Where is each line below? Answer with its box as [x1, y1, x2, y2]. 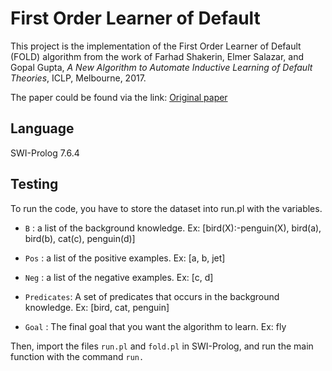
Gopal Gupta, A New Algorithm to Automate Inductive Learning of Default [10, 61, 313, 73]
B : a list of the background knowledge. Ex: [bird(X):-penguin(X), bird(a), [24, 222, 322, 234]
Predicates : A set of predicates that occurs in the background [24, 290, 280, 302]
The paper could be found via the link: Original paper [10, 91, 228, 103]
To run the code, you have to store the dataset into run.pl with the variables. [10, 202, 323, 214]
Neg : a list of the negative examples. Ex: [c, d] [24, 271, 214, 283]
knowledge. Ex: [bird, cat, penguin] [24, 301, 170, 313]
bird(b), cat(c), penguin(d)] [24, 232, 136, 244]
